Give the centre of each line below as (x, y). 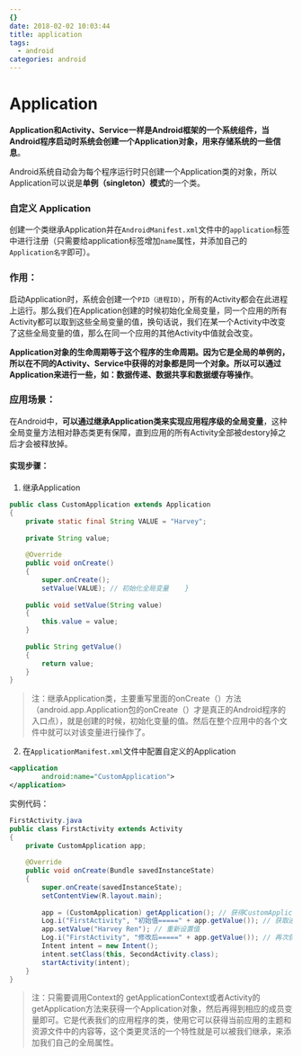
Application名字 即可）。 (52, 252)
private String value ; (68, 538)
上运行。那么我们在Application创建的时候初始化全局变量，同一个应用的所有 (148, 310)
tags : (19, 43)
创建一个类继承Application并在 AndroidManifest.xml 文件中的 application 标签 (150, 229)
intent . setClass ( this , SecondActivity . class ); (130, 954)
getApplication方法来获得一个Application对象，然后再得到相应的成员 (158, 1009)
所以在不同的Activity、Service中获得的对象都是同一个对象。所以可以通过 (145, 363)
